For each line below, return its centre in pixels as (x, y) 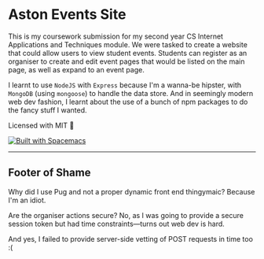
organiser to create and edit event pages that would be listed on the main (126, 61)
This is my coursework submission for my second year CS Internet (116, 36)
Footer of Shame (49, 173)
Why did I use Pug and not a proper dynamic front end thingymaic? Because (132, 191)
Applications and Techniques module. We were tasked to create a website (128, 44)
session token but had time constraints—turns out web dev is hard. (117, 224)
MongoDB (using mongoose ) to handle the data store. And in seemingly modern (131, 93)
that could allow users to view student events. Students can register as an (128, 53)
